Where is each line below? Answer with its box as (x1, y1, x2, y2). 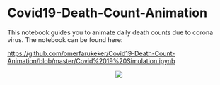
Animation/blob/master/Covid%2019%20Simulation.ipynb (7, 56, 175, 65)
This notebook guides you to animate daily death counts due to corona (7, 28, 214, 37)
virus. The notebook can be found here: (7, 35, 123, 44)
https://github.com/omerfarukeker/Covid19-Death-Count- (7, 49, 175, 58)
